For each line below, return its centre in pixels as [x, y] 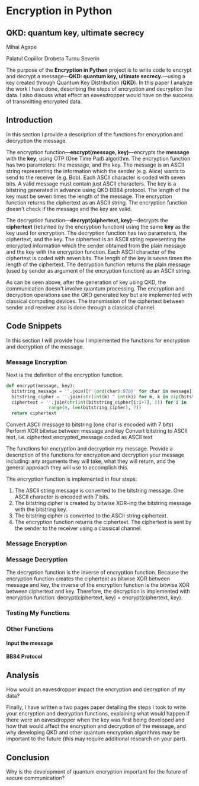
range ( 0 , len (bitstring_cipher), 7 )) [95, 408]
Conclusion [28, 757]
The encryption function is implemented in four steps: [72, 479]
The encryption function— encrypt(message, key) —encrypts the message [98, 152]
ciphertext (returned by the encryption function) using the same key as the [98, 226]
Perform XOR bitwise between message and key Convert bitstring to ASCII [97, 431]
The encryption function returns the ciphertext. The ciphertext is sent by [103, 522]
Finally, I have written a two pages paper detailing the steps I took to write [96, 707]
